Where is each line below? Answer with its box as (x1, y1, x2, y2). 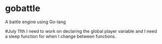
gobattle (5, 3, 40, 14)
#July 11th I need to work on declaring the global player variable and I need (5, 28, 157, 34)
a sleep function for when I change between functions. (5, 33, 117, 39)
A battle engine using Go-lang (5, 19, 66, 25)
